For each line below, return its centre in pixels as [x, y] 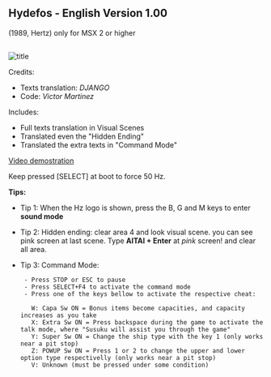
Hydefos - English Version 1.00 [88, 13]
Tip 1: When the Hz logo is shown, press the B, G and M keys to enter [135, 208]
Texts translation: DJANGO [65, 88]
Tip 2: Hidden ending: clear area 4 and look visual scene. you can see [136, 232]
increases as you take [58, 315]
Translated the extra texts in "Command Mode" [99, 145]
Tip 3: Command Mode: [59, 265]
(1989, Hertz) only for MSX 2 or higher [72, 32]
